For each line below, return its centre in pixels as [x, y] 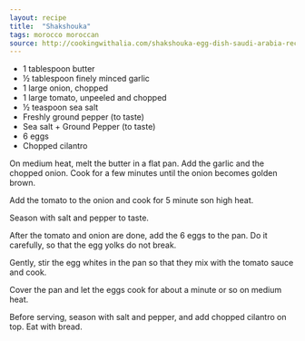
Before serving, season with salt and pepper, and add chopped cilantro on [148, 317]
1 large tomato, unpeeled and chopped [94, 98]
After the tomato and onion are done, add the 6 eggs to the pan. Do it [138, 236]
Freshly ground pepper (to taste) [84, 117]
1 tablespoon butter [59, 69]
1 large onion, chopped [65, 88]
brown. [23, 183]
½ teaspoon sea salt [60, 107]
